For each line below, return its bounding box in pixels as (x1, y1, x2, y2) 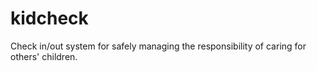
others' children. (10, 50, 78, 62)
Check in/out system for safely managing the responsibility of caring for (10, 40, 307, 52)
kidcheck (10, 7, 89, 30)
